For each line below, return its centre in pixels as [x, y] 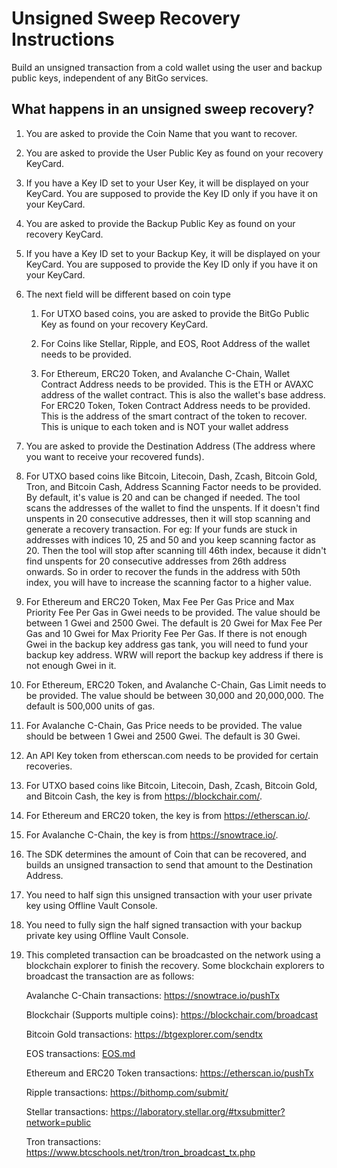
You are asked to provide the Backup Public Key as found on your [160, 223]
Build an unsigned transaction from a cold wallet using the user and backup [167, 67]
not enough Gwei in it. [71, 665]
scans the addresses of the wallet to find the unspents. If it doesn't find [173, 508]
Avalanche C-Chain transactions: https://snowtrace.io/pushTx [152, 995]
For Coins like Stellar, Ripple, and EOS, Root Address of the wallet [175, 343]
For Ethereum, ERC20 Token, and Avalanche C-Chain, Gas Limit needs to [176, 684]
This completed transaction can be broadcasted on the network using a [173, 954]
